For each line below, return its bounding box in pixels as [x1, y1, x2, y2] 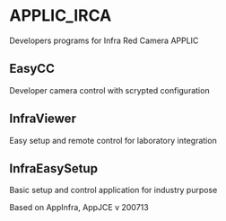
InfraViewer [9, 111, 76, 127]
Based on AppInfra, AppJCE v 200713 [9, 202, 150, 213]
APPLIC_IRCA [9, 5, 112, 26]
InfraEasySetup [9, 161, 99, 176]
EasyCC [9, 61, 56, 76]
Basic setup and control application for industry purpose [9, 185, 218, 196]
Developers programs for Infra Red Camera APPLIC [9, 35, 199, 46]
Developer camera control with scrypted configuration [9, 84, 210, 95]
